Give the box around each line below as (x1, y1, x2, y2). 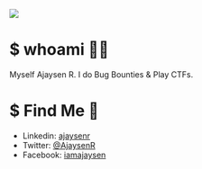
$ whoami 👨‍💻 (9, 40, 110, 60)
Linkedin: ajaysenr (22, 130, 90, 141)
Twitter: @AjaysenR (22, 139, 96, 150)
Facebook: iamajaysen (22, 149, 106, 160)
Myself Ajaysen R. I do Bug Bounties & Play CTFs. (9, 68, 194, 80)
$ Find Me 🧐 (9, 101, 99, 121)
